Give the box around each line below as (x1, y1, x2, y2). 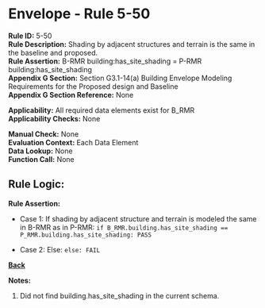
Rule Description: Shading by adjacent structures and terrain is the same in (8, 39, 255, 48)
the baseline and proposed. (8, 48, 98, 57)
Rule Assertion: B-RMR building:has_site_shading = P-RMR (8, 56, 202, 66)
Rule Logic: (8, 178, 65, 191)
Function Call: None (8, 154, 75, 164)
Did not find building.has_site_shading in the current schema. (19, 291, 220, 300)
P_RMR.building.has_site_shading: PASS (19, 231, 152, 239)
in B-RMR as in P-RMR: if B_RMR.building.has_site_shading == (19, 222, 229, 232)
